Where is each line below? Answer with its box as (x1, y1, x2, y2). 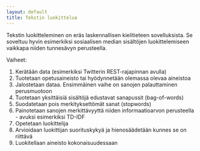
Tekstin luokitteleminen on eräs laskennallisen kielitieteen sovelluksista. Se (6, 31, 193, 38)
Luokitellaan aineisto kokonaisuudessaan (15, 139, 118, 146)
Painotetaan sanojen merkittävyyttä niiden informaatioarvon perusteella (15, 107, 195, 114)
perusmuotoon (15, 87, 52, 94)
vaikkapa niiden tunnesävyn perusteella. (6, 44, 108, 52)
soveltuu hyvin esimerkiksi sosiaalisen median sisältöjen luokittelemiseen (6, 38, 190, 45)
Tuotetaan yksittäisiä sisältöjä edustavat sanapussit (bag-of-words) (15, 94, 184, 101)
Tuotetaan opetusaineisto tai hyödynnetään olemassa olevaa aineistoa (15, 74, 191, 82)
